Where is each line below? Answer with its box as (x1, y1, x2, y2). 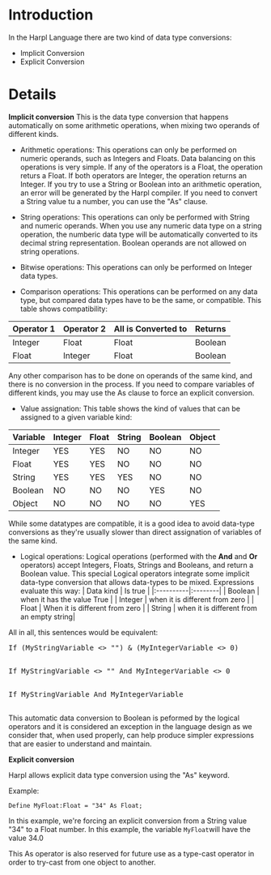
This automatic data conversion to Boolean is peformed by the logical (8, 713, 240, 723)
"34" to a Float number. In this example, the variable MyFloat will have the (8, 824, 251, 834)
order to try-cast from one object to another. (8, 857, 156, 867)
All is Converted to (113, 322, 188, 334)
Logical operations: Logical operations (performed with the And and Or (19, 551, 258, 561)
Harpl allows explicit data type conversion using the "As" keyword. (8, 770, 231, 779)
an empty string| (19, 612, 75, 621)
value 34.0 (8, 833, 44, 843)
